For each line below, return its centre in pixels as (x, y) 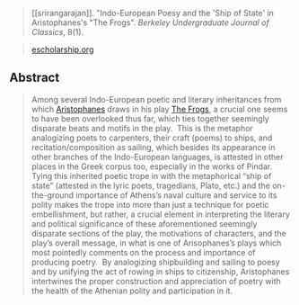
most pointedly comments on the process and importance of (143, 252)
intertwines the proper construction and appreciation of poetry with (156, 281)
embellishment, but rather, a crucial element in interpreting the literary (160, 214)
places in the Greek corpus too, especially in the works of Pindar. (152, 166)
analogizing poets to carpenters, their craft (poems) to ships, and (152, 138)
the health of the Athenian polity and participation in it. (132, 291)
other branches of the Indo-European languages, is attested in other (158, 157)
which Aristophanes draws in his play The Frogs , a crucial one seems (159, 109)
